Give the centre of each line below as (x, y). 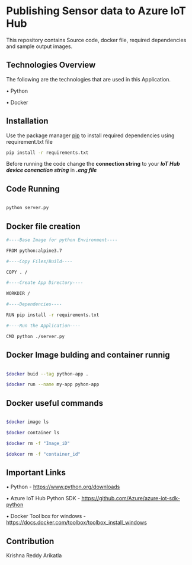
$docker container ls (33, 433)
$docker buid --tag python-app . (47, 374)
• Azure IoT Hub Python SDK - (43, 498)
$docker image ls (28, 422)
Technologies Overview (51, 65)
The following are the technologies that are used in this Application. (88, 79)
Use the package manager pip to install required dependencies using (90, 135)
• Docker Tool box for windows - (46, 516)
